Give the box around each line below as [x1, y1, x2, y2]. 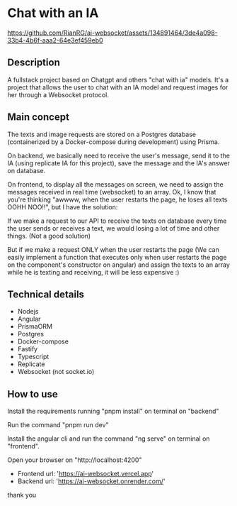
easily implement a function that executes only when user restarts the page [7, 253, 227, 261]
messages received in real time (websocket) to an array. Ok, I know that [7, 187, 216, 196]
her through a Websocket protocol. [7, 90, 110, 99]
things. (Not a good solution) [7, 231, 91, 240]
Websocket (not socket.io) [17, 368, 95, 376]
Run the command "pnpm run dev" [7, 421, 109, 429]
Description [7, 57, 60, 69]
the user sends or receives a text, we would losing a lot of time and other [7, 224, 220, 232]
